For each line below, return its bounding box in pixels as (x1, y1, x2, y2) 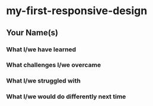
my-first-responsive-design (6, 4, 148, 18)
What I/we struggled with (6, 77, 81, 85)
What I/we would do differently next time (6, 92, 126, 101)
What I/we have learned (6, 45, 76, 54)
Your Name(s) (6, 28, 58, 38)
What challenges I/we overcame (6, 61, 101, 69)
